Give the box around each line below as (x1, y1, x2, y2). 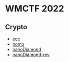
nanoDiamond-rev (12, 52, 50, 58)
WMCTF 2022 (5, 3, 65, 14)
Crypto (5, 23, 27, 31)
